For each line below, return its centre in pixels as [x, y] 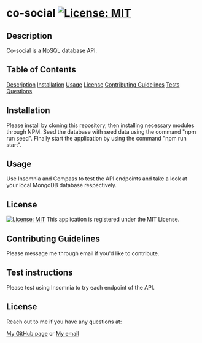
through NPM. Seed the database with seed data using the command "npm [101, 131]
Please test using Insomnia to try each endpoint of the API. [80, 287]
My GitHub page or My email [43, 333]
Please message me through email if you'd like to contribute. [83, 253]
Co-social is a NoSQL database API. [52, 50]
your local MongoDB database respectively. [61, 185]
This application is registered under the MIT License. [113, 219]
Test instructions [40, 273]
